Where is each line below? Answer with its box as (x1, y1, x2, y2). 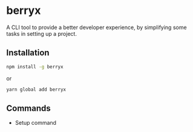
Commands (6, 103, 51, 113)
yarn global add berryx (6, 86, 67, 93)
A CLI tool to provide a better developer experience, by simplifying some (6, 24, 187, 31)
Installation (6, 48, 50, 58)
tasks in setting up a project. (6, 30, 77, 37)
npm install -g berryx (6, 64, 64, 70)
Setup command (15, 119, 56, 127)
